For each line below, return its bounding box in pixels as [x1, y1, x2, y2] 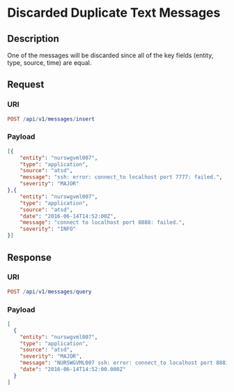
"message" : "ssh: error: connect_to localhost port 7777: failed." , [19, 174, 223, 181]
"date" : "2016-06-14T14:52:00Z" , [19, 213, 117, 220]
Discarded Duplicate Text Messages [7, 5, 221, 21]
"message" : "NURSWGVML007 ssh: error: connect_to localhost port [19, 359, 214, 367]
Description [7, 33, 59, 45]
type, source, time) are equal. [7, 59, 92, 67]
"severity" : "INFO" [19, 225, 77, 233]
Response [7, 251, 52, 263]
